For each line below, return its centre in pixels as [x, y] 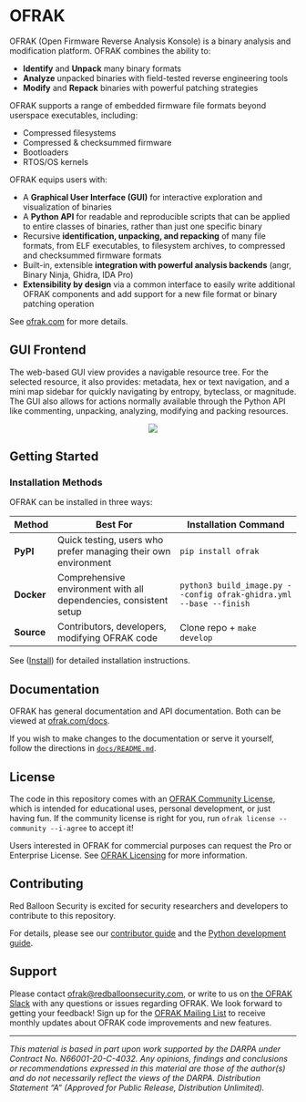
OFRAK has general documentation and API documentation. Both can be [145, 711]
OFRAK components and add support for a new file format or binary [150, 294]
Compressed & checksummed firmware [97, 142]
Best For [114, 525]
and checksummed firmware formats [92, 255]
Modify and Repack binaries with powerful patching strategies [140, 88]
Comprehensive [92, 578]
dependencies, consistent [113, 601]
